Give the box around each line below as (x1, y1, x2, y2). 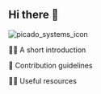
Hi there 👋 (8, 8, 59, 22)
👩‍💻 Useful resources (8, 76, 77, 85)
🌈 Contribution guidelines (8, 60, 93, 70)
